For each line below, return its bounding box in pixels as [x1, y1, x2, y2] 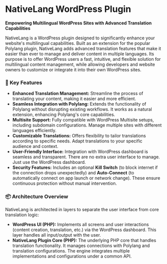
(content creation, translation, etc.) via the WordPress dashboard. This [12, 227, 157, 233]
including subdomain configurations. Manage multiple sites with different [12, 122, 162, 128]
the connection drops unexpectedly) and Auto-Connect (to [12, 170, 134, 176]
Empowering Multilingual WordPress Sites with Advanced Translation [5, 20, 152, 26]
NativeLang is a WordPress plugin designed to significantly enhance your [5, 35, 155, 41]
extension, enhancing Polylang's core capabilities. [12, 112, 115, 118]
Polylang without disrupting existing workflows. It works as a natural [12, 106, 153, 113]
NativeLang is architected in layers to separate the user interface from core [5, 206, 159, 212]
